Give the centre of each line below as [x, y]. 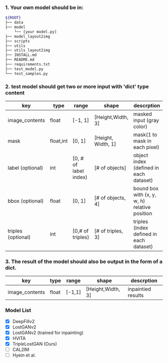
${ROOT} [13, 18]
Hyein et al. [24, 355]
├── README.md [20, 60]
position [143, 213]
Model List [18, 310]
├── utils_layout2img [28, 50]
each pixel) [146, 147]
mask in [142, 140]
